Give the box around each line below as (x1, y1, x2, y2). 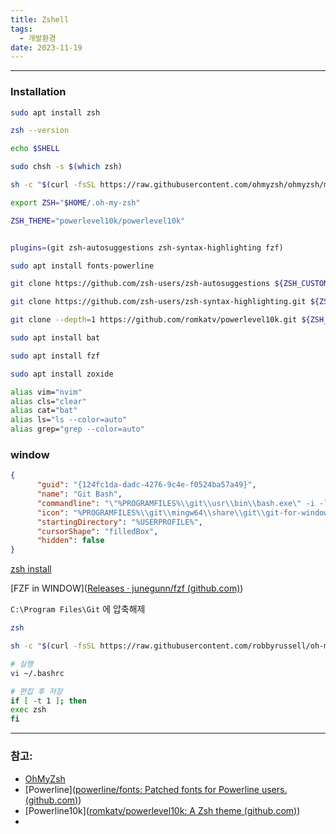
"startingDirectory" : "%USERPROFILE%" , (36, 517, 203, 527)
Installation (10, 85, 67, 99)
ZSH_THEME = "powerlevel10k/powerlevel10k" (10, 216, 186, 226)
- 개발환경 (19, 33, 57, 43)
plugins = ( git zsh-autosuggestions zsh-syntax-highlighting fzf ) (10, 242, 284, 253)
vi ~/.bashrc (10, 668, 65, 678)
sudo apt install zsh (10, 107, 101, 118)
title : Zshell (10, 14, 70, 25)
